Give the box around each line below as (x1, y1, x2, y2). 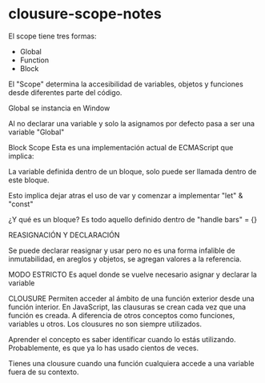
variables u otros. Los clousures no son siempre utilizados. (8, 319, 203, 329)
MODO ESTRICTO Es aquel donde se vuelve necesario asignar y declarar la (8, 269, 258, 279)
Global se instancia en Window (8, 103, 110, 113)
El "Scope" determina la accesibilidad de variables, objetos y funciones (8, 79, 244, 89)
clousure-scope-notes (8, 5, 162, 23)
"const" (8, 199, 34, 209)
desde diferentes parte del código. (8, 87, 122, 97)
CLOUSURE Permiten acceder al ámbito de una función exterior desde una (8, 293, 255, 303)
